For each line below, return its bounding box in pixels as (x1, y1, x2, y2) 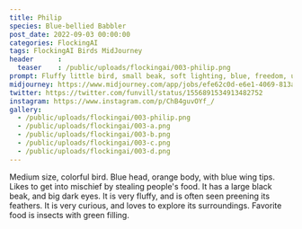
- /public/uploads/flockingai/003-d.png (17, 146, 171, 155)
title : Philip (9, 13, 63, 22)
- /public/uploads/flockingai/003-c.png (17, 138, 171, 147)
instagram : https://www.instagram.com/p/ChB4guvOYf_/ (9, 96, 216, 106)
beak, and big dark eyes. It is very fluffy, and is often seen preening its (9, 190, 271, 201)
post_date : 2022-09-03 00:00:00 (9, 30, 130, 39)
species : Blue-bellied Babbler (9, 22, 127, 31)
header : (9, 55, 63, 64)
